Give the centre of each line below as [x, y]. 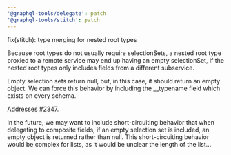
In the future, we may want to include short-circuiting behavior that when [111, 122]
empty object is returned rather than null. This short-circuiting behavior [108, 137]
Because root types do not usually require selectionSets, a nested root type [114, 53]
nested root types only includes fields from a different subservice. [101, 68]
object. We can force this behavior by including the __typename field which [114, 88]
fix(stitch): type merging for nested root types [72, 39]
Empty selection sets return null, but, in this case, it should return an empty [114, 81]
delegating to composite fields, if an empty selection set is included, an [108, 130]
